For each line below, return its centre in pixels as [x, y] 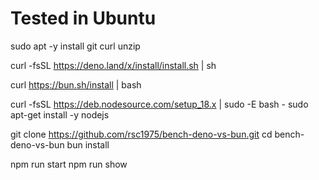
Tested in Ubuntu [83, 18]
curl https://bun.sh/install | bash [76, 84]
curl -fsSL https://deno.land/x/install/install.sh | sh [113, 65]
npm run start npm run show [69, 164]
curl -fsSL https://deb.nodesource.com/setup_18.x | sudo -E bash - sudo [159, 104]
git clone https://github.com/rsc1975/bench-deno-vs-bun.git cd [141, 134]
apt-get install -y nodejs [60, 114]
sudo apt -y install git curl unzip [75, 46]
